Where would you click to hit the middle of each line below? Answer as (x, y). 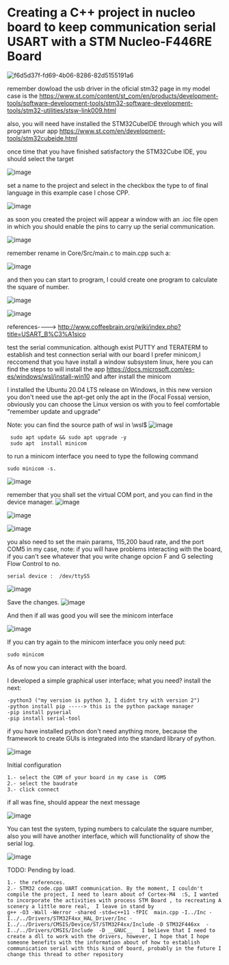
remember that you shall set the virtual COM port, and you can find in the (110, 494)
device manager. (31, 502)
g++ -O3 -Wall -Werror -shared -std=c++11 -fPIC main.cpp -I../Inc (107, 912)
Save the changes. (33, 602)
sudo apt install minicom (49, 443)
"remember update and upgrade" (54, 411)
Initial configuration (34, 765)
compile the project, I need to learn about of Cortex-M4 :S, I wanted (113, 894)
